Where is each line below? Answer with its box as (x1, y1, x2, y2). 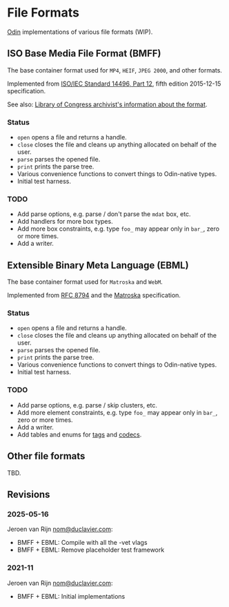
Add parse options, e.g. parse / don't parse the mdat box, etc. (17, 210, 191, 218)
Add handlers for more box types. (17, 218, 113, 226)
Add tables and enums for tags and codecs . (17, 430, 142, 439)
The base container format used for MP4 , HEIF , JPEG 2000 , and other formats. (7, 66, 223, 74)
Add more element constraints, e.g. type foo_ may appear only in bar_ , (17, 408, 218, 416)
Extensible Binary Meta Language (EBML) (7, 259, 189, 271)
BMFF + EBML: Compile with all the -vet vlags (17, 539, 148, 547)
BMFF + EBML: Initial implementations (17, 592, 126, 600)
